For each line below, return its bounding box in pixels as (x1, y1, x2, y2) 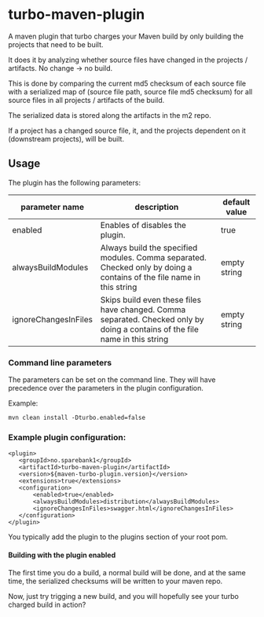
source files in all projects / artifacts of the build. (8, 95, 165, 105)
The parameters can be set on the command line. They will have (8, 375, 216, 384)
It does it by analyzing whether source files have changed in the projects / (8, 55, 248, 64)
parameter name (20, 201, 85, 212)
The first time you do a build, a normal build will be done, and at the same (8, 567, 246, 577)
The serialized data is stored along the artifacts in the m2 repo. (8, 110, 211, 119)
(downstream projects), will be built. (8, 134, 124, 143)
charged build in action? (8, 600, 86, 609)
